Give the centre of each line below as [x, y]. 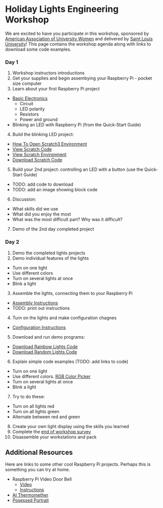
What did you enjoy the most [42, 214]
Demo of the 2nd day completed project [53, 229]
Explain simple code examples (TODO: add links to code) [70, 362]
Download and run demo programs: [49, 337]
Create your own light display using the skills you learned [71, 426]
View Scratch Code [32, 149]
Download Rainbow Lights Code [45, 347]
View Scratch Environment [39, 154]
